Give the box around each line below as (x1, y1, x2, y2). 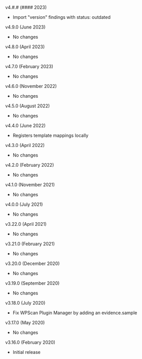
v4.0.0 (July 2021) (5, 201, 43, 207)
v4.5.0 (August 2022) (5, 103, 50, 109)
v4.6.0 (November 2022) (5, 83, 57, 89)
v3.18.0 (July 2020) (5, 300, 46, 306)
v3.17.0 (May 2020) (5, 320, 45, 325)
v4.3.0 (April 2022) (5, 142, 45, 148)
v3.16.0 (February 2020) (5, 339, 56, 345)
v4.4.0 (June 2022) (5, 123, 46, 129)
